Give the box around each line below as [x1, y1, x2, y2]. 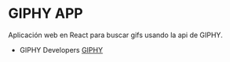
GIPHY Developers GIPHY [19, 45, 104, 54]
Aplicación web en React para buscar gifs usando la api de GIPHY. [8, 30, 223, 40]
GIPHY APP [8, 5, 84, 22]
